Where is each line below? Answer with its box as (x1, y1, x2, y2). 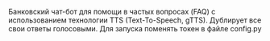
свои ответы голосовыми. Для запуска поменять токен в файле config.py (8, 24, 262, 33)
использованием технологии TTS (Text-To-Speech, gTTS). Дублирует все (8, 15, 262, 25)
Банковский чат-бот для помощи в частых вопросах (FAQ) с (8, 7, 216, 16)
